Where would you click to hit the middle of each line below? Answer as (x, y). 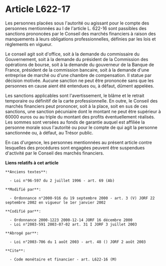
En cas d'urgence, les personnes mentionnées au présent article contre (79, 142)
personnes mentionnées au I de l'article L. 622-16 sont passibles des (76, 28)
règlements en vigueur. (29, 44)
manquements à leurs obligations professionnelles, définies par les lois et (81, 39)
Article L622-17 (38, 9)
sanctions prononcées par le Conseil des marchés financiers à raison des (81, 33)
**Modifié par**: (23, 189)
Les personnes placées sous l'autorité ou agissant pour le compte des (77, 23)
